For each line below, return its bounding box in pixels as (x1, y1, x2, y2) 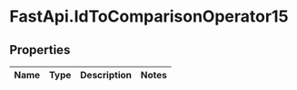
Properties (9, 42, 71, 58)
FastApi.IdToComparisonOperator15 (9, 6, 289, 27)
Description (80, 69, 132, 81)
